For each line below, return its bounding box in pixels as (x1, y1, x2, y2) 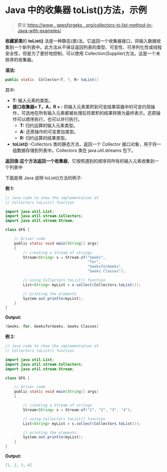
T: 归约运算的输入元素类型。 (19, 122, 78, 128)
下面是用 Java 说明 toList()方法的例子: (5, 175, 83, 181)
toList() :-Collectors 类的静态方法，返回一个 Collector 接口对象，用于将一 (12, 141, 162, 147)
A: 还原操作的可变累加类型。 (19, 128, 79, 135)
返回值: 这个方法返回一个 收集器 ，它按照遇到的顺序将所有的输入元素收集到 (5, 158, 155, 164)
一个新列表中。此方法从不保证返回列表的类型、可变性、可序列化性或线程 (13, 44, 162, 50)
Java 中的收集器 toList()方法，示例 (5, 4, 147, 16)
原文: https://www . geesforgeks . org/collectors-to (17, 22, 121, 28)
